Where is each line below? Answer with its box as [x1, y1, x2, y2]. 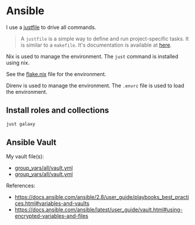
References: [6, 182, 35, 190]
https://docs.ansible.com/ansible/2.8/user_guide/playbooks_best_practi [14, 194, 190, 201]
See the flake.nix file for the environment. [6, 70, 107, 77]
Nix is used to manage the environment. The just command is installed [6, 53, 179, 60]
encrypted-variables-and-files [14, 213, 88, 220]
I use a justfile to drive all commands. [6, 24, 97, 31]
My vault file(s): [6, 153, 44, 160]
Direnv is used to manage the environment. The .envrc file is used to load [6, 81, 184, 89]
